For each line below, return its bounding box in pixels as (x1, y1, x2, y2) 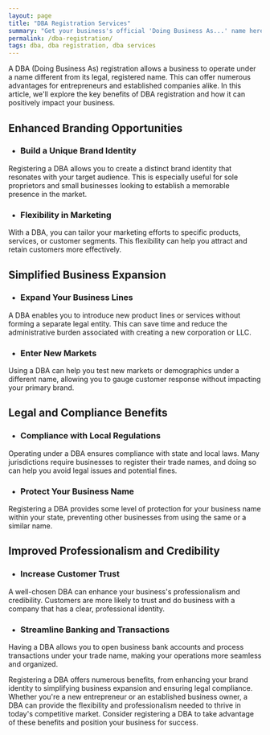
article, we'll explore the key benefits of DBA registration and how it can (8, 89, 246, 99)
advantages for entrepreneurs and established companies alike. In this (8, 81, 242, 91)
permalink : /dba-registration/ (8, 34, 113, 43)
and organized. (8, 659, 59, 669)
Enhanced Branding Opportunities (8, 121, 183, 135)
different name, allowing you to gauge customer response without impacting (8, 375, 261, 384)
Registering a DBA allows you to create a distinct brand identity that (8, 163, 232, 173)
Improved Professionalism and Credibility (8, 544, 220, 558)
